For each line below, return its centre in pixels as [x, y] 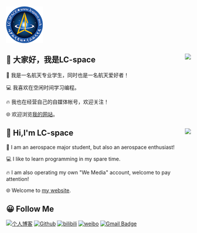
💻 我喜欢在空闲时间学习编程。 [43, 87]
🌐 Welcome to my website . [39, 190]
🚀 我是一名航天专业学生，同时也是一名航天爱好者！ [68, 75]
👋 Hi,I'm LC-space [40, 133]
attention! [18, 179]
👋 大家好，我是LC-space [51, 60]
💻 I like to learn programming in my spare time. [63, 159]
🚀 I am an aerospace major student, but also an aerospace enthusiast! [90, 147]
